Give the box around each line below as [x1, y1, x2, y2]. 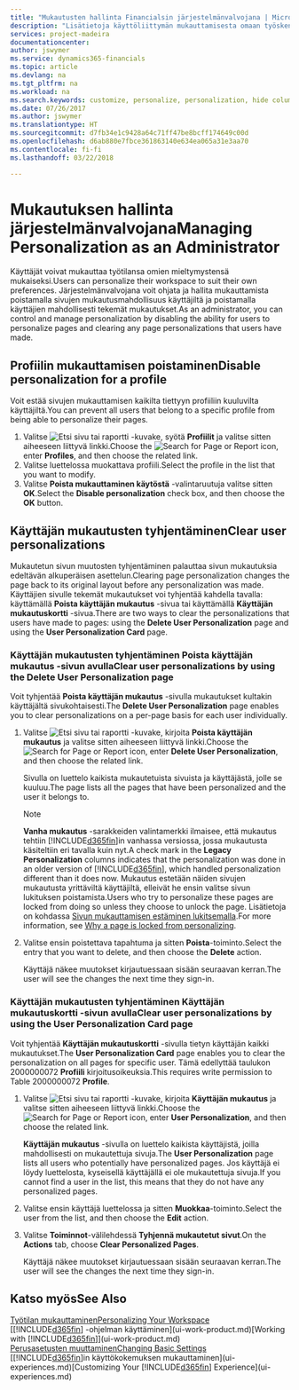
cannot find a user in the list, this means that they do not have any [22, 1176, 264, 1187]
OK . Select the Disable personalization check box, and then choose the [22, 488, 285, 499]
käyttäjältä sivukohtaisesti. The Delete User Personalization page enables [10, 700, 279, 711]
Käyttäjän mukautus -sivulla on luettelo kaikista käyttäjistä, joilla [22, 1138, 260, 1149]
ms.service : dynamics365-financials [10, 54, 146, 63]
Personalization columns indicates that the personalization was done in [22, 854, 287, 865]
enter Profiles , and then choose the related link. [22, 450, 199, 462]
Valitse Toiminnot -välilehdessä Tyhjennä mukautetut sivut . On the [22, 1229, 267, 1240]
